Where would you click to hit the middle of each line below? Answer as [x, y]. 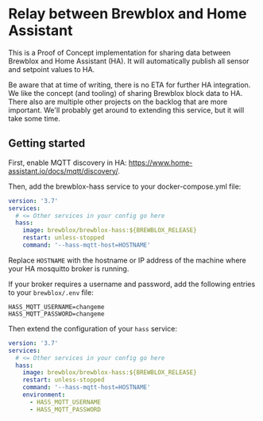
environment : [44, 395]
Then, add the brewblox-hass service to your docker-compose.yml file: [125, 186]
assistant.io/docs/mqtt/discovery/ [63, 170]
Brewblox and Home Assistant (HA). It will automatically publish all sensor [129, 61]
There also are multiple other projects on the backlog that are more [118, 101]
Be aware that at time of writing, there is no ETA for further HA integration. [130, 85]
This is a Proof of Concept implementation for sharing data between [120, 52]
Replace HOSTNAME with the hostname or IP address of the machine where [127, 260]
